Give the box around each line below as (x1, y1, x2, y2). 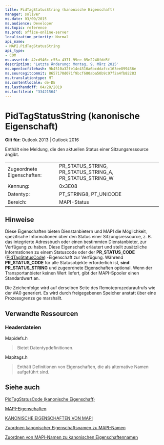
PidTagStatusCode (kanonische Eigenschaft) (5, 396, 95, 402)
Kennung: (7, 183, 30, 190)
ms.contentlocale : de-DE (5, 80, 56, 85)
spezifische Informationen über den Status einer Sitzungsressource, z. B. (5, 234, 152, 240)
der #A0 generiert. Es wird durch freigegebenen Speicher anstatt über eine (5, 290, 156, 296)
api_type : (5, 48, 25, 53)
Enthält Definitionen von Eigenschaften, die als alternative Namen (17, 364, 149, 370)
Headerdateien (5, 324, 41, 331)
